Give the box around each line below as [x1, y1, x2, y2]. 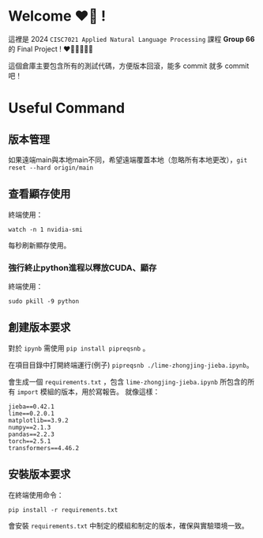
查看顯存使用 [8, 188, 71, 201]
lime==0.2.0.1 [8, 409, 55, 418]
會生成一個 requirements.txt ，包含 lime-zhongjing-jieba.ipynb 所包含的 [8, 377, 248, 386]
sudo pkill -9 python [8, 297, 80, 305]
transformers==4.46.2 [8, 444, 80, 452]
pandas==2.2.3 [8, 430, 55, 438]
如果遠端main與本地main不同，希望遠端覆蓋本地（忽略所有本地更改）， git [8, 154, 248, 165]
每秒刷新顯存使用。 [8, 241, 71, 250]
